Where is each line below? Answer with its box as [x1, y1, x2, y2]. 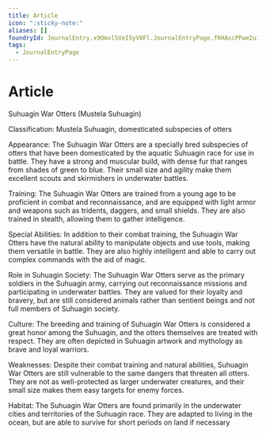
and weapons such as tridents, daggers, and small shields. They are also [8, 206, 245, 215]
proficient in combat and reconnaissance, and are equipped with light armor [8, 197, 256, 206]
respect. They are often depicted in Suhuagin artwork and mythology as [8, 336, 243, 345]
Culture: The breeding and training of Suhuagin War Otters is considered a [8, 319, 251, 329]
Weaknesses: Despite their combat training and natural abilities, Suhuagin [8, 360, 249, 369]
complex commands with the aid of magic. [8, 255, 147, 264]
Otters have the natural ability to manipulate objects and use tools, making [8, 237, 250, 247]
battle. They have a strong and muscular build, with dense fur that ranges [8, 156, 248, 166]
